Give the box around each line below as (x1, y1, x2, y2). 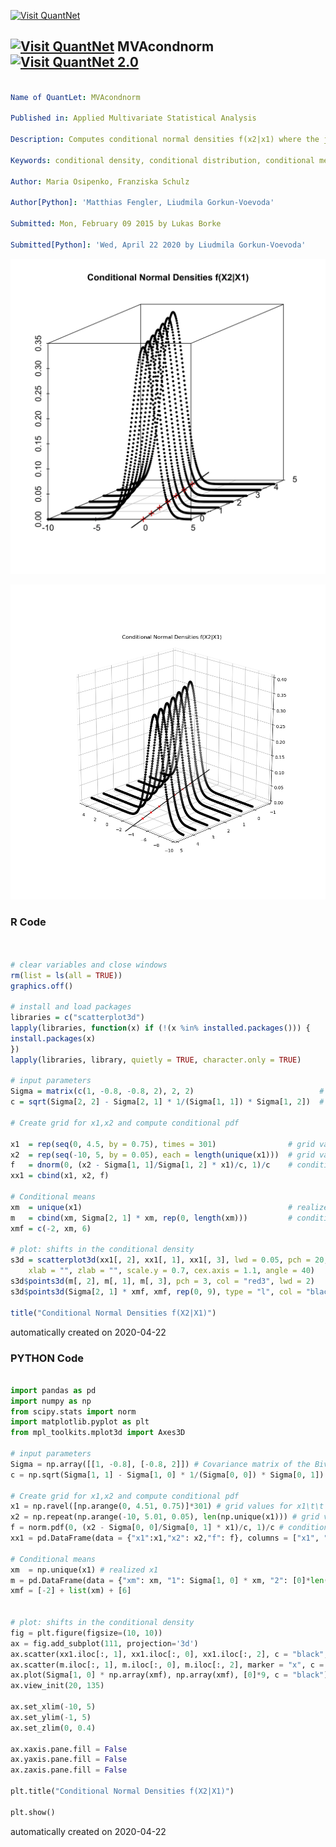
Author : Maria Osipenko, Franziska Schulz (10, 176, 190, 187)
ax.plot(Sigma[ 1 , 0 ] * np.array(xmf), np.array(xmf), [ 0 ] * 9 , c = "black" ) (10, 1670, 329, 1680)
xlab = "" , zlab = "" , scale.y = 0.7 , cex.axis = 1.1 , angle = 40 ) (28, 1266, 315, 1276)
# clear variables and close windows (10, 960, 168, 970)
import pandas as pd (10, 1385, 97, 1395)
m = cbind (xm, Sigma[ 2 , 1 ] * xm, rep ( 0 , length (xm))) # (10, 1213, 293, 1223)
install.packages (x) (10, 1033, 97, 1044)
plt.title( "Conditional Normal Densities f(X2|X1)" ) (10, 1786, 235, 1797)
